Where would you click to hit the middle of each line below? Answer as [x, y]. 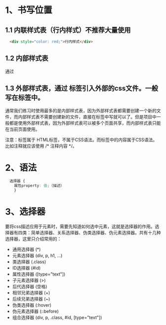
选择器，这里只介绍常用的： [33, 239]
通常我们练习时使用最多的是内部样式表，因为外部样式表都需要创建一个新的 [81, 110]
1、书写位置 [29, 10]
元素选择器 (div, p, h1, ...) [37, 255]
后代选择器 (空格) [30, 286]
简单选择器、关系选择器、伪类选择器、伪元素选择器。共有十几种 [96, 233]
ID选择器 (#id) [26, 268]
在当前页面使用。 [22, 129]
